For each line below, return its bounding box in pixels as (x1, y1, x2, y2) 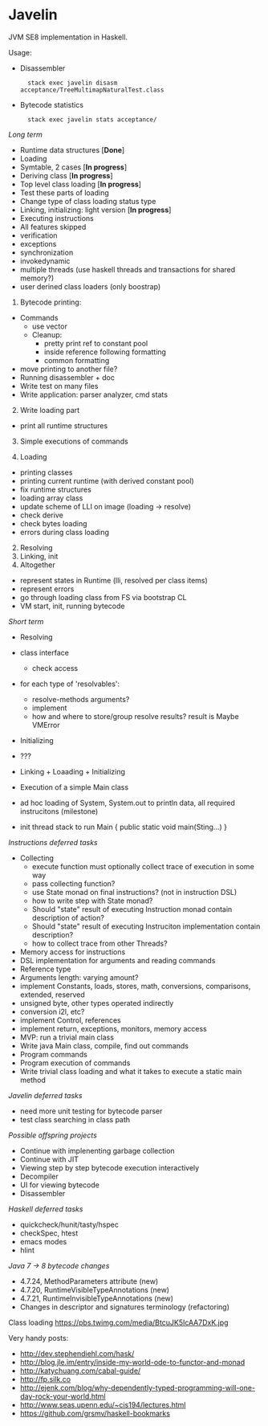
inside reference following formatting (43, 347, 167, 357)
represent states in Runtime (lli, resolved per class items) (19, 575, 209, 585)
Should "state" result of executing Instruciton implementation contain (31, 921, 261, 931)
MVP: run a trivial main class (19, 1032, 115, 1042)
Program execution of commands (19, 1058, 131, 1068)
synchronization (19, 247, 74, 257)
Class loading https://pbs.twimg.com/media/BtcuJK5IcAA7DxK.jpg (8, 1318, 229, 1327)
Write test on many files (19, 381, 99, 390)
